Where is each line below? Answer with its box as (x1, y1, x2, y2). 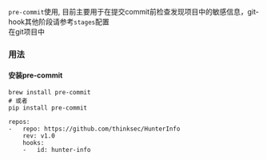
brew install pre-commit (8, 89, 91, 97)
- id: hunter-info (22, 146, 91, 154)
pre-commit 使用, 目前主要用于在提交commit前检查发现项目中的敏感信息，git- (8, 7, 260, 16)
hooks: (22, 139, 45, 147)
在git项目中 (8, 27, 46, 36)
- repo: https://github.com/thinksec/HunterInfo (8, 125, 181, 134)
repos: (8, 118, 30, 126)
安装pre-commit (8, 70, 63, 80)
